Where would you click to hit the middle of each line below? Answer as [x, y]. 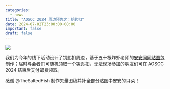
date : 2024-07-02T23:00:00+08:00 [40, 24]
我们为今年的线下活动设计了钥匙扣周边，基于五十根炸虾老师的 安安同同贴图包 [85, 58]
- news [17, 15]
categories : [18, 10]
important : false [24, 29]
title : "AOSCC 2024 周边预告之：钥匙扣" [45, 19]
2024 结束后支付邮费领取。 [34, 70]
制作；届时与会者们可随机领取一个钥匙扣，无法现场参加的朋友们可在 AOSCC [85, 64]
